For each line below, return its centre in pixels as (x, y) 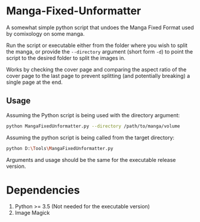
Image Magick (32, 213)
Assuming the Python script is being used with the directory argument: (93, 115)
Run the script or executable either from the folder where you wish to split (97, 45)
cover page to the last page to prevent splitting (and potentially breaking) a (98, 76)
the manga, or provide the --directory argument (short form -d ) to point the (100, 51)
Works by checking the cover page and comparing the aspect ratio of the (96, 69)
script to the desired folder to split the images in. (66, 58)
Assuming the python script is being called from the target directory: (90, 137)
